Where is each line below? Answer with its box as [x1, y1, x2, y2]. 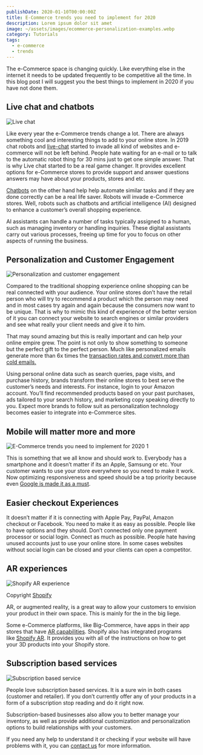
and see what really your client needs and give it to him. [6, 321, 145, 328]
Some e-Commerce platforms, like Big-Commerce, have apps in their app [6, 621, 190, 628]
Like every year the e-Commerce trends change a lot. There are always [6, 130, 185, 137]
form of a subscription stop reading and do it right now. [6, 699, 144, 706]
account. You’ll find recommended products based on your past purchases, [6, 389, 195, 397]
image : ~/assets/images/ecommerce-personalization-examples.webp [6, 25, 175, 32]
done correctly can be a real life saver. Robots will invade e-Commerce [6, 193, 184, 200]
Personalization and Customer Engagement [6, 254, 175, 264]
